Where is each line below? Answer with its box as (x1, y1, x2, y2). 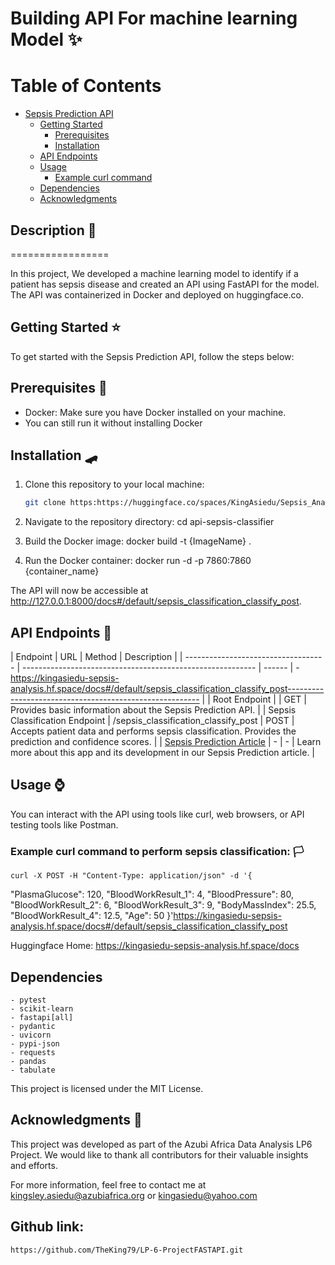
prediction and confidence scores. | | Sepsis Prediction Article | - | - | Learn (10, 736, 322, 748)
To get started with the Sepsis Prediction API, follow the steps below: (10, 350, 295, 362)
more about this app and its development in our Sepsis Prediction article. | (10, 747, 316, 759)
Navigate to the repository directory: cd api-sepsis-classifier (24, 516, 275, 528)
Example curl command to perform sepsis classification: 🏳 (10, 844, 305, 858)
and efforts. (10, 1159, 58, 1171)
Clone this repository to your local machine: (24, 478, 205, 491)
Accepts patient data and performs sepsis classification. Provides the (10, 725, 297, 737)
